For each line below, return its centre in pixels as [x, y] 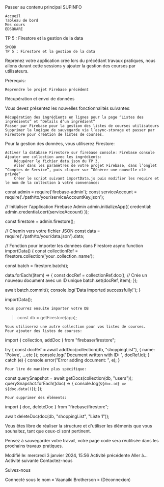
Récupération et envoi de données [40, 99]
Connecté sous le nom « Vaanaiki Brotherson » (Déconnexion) [68, 480]
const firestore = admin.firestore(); [40, 221]
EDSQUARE [14, 29]
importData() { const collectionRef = [42, 251]
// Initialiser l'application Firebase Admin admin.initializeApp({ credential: [78, 207]
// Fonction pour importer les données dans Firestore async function [74, 246]
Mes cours [15, 25]
